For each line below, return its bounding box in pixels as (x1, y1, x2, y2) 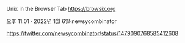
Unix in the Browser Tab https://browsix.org (6, 5, 116, 12)
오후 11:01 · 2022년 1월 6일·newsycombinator (6, 18, 117, 25)
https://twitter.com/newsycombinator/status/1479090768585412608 (6, 30, 179, 37)
